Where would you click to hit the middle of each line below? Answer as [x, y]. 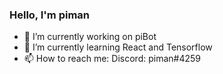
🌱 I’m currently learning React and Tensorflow [118, 47]
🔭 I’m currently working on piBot [90, 37]
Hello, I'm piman [49, 15]
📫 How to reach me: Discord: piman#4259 [112, 59]
